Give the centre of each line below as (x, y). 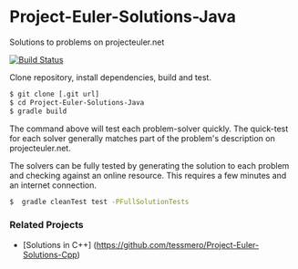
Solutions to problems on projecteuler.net (87, 42)
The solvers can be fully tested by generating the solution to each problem (149, 165)
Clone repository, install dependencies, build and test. (111, 77)
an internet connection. (53, 185)
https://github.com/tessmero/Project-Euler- (178, 244)
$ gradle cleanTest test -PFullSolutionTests (99, 202)
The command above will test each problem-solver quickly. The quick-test (149, 129)
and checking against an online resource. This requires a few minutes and (148, 175)
